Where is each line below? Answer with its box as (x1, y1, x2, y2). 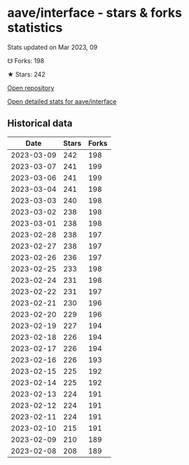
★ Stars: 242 (7, 70, 45, 78)
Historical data (7, 118, 73, 130)
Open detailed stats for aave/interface (7, 97, 117, 106)
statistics (7, 20, 63, 36)
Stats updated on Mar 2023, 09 (7, 43, 98, 51)
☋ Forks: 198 (7, 56, 45, 64)
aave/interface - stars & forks (7, 5, 182, 21)
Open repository (7, 83, 55, 92)
